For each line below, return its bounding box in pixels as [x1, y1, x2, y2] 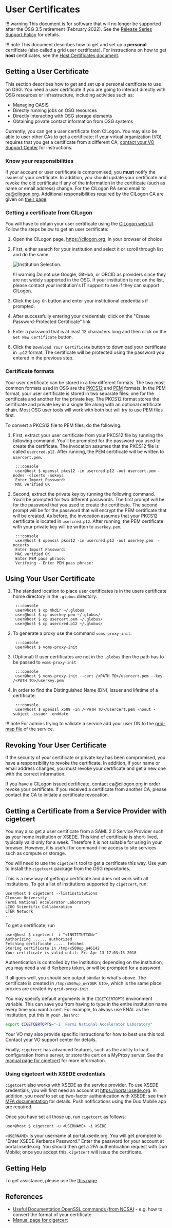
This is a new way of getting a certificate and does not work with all [5, 876, 148, 882]
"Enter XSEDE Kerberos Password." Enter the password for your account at [5, 1138, 164, 1144]
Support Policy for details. [5, 31, 61, 37]
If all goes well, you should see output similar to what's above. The [5, 975, 146, 981]
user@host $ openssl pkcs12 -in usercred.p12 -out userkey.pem [15, 538, 154, 543]
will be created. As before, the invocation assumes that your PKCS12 [12, 513, 158, 519]
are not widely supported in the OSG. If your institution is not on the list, [12, 277, 164, 283]
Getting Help [5, 1164, 47, 1173]
